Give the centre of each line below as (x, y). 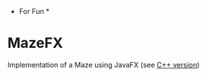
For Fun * (34, 11)
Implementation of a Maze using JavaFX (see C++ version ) (103, 64)
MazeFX (35, 43)
